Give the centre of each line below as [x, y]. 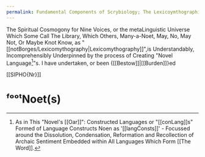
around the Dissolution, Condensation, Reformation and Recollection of [104, 135]
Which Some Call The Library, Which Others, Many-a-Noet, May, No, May [99, 36]
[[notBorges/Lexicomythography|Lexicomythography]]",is [79, 49]
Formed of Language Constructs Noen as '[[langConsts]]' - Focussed [103, 128]
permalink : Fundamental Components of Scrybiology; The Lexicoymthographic [105, 12]
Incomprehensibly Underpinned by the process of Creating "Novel [89, 55]
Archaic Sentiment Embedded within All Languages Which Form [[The [103, 142]
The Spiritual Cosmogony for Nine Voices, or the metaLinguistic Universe [98, 29]
